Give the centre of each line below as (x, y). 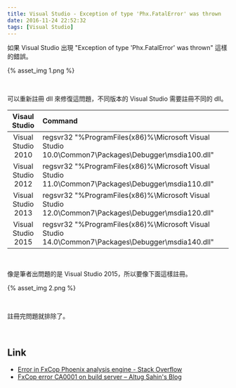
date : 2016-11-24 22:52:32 (47, 20)
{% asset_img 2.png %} (41, 288)
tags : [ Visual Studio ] (40, 27)
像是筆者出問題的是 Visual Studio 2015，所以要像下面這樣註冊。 (99, 274)
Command (60, 121)
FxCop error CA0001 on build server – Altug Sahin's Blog (100, 377)
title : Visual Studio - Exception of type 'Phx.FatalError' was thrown (114, 14)
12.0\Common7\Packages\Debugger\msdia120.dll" (128, 213)
